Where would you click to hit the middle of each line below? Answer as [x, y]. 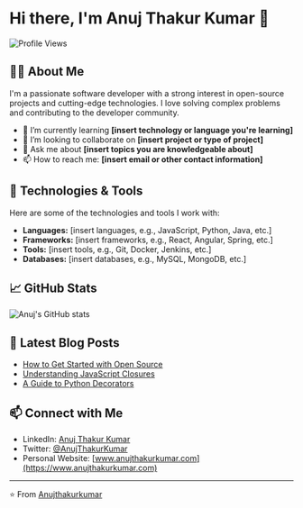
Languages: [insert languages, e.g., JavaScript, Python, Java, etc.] [147, 230]
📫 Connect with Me [66, 413]
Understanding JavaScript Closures [88, 374]
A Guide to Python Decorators [78, 384]
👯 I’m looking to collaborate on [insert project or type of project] [143, 140]
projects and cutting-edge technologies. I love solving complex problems [145, 103]
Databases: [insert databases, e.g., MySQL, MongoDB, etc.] [134, 259]
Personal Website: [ [59, 458]
